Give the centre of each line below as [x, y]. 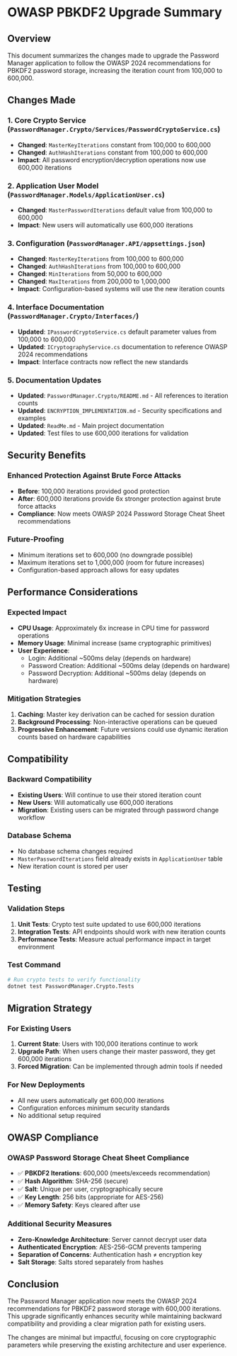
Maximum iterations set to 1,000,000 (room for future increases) [111, 562]
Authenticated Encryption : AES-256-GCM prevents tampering [109, 1247]
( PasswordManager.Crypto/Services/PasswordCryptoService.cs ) [114, 130]
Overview [29, 39]
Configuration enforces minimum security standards [93, 1108]
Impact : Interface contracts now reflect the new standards [103, 361]
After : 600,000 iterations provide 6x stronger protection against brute [119, 498]
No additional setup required [59, 1115]
